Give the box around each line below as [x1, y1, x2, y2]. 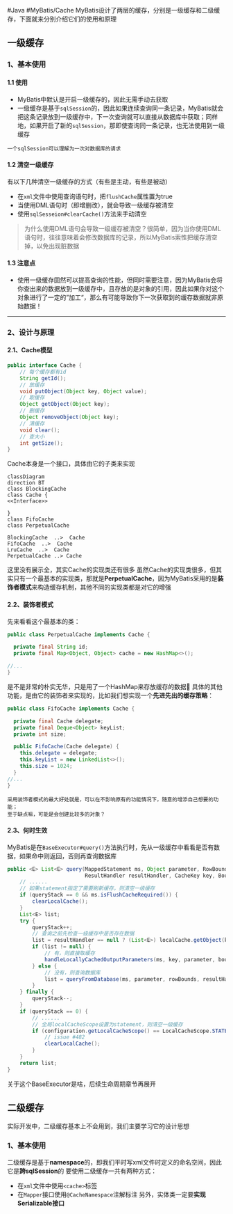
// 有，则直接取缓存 [44, 949, 96, 957]
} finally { [19, 988, 54, 995]
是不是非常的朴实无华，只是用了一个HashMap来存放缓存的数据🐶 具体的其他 [7, 682, 223, 691]
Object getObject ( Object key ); [19, 401, 110, 408]
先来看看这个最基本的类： [7, 617, 80, 625]
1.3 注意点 [7, 259, 36, 267]
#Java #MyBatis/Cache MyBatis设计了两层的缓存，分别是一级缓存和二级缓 [7, 6, 221, 14]
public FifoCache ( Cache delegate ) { [13, 743, 119, 750]
